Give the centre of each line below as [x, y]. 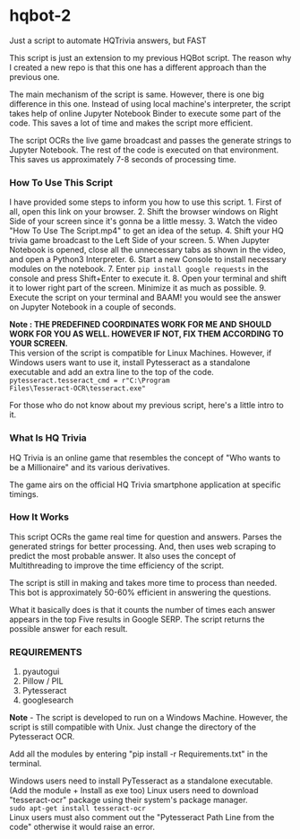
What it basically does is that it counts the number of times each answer [142, 609]
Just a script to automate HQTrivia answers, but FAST [108, 40]
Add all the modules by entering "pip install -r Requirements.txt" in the [139, 754]
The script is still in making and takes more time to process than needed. [143, 582]
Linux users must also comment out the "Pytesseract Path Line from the [142, 817]
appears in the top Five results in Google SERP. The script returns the [137, 619]
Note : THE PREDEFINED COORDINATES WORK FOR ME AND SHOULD [141, 325]
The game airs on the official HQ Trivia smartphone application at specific [145, 485]
